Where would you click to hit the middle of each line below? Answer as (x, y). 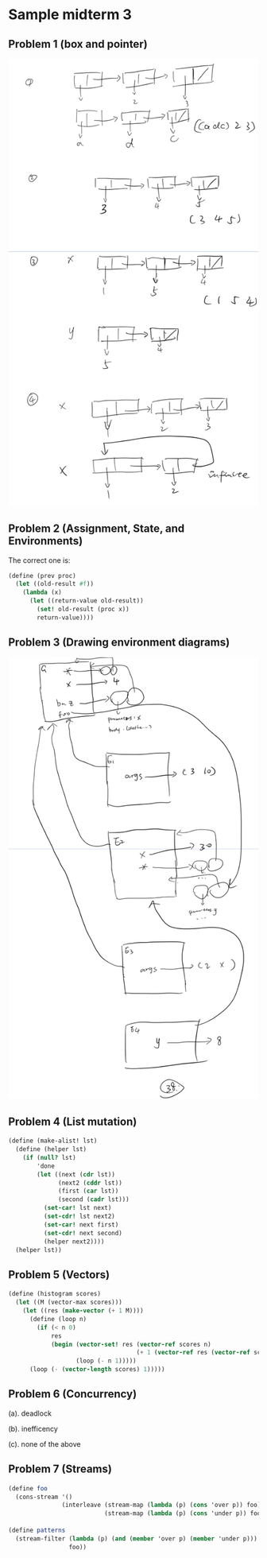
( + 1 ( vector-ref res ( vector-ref (193, 1353)
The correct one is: (39, 560)
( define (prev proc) (43, 576)
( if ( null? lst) (50, 1157)
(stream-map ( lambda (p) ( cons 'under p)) (176, 1513)
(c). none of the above (44, 1444)
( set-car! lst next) (77, 1208)
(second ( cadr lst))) (94, 1200)
